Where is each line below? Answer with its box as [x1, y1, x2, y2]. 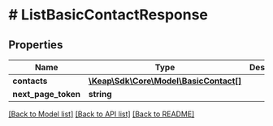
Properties [8, 38, 63, 52]
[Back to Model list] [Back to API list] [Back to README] [8, 109, 195, 119]
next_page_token [12, 89, 81, 99]
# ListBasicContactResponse [8, 6, 209, 24]
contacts [12, 75, 48, 86]
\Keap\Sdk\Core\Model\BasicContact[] [88, 75, 242, 86]
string [88, 89, 112, 99]
